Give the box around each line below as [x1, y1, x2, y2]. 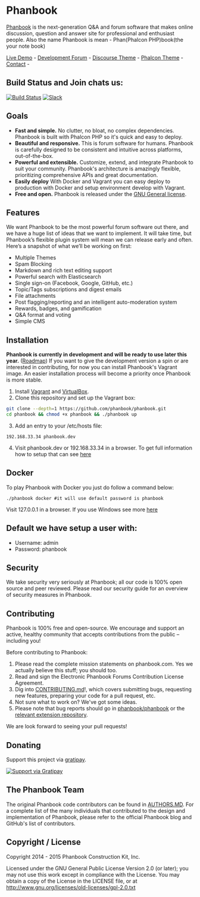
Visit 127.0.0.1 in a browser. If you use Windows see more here [6, 506, 158, 513]
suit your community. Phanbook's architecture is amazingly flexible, [14, 165, 181, 172]
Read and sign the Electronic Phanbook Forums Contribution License [14, 673, 184, 681]
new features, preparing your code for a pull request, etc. [14, 692, 156, 700]
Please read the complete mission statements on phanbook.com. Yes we [14, 660, 193, 667]
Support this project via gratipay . [6, 756, 86, 763]
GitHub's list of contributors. [6, 820, 76, 827]
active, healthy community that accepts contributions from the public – [6, 631, 180, 638]
